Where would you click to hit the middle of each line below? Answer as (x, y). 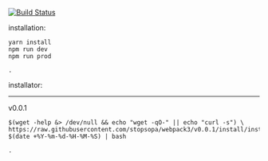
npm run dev (28, 49)
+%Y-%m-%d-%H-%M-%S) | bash (80, 136)
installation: (27, 27)
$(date (19, 136)
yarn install (30, 42)
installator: (26, 85)
